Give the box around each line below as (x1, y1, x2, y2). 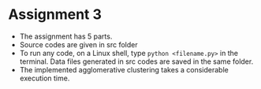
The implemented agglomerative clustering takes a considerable (19, 65, 229, 74)
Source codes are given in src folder (19, 39, 138, 49)
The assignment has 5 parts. (19, 32, 113, 41)
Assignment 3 (8, 6, 103, 24)
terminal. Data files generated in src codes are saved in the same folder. (19, 57, 254, 66)
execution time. (19, 73, 70, 83)
